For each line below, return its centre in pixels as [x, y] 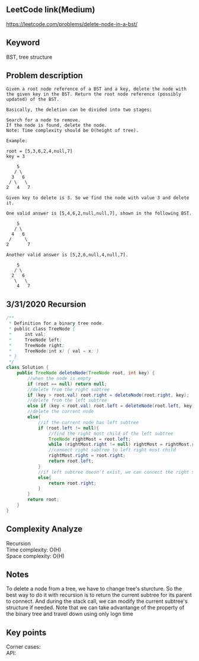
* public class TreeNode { [42, 329]
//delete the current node [61, 412]
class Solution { [28, 368]
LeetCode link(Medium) [51, 10]
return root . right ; [72, 483]
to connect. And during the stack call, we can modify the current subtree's [97, 601]
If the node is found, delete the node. [57, 126]
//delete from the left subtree [68, 400]
